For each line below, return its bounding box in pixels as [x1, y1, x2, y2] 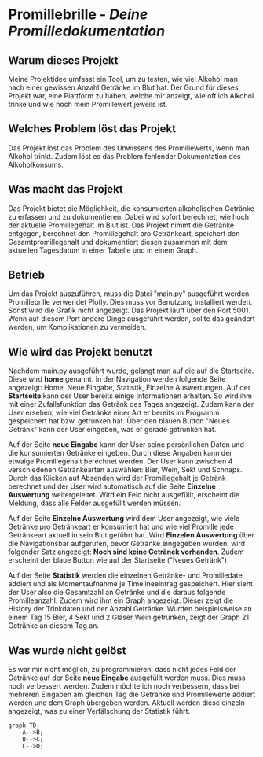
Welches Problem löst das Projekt [8, 122, 177, 135]
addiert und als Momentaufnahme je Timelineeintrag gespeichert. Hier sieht [8, 579, 254, 589]
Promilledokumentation [8, 22, 166, 40]
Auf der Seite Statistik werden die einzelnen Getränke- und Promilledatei [8, 571, 245, 580]
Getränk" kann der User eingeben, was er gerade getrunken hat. [8, 425, 217, 434]
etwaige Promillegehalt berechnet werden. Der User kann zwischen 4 [8, 456, 233, 466]
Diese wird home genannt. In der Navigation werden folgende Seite [8, 375, 226, 384]
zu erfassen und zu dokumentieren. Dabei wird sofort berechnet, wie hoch [8, 212, 250, 221]
